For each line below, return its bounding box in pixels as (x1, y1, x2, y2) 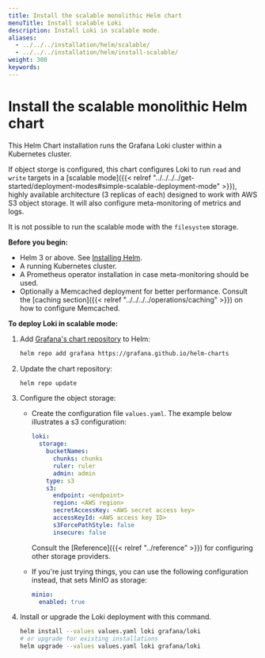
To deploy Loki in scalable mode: (8, 318, 119, 328)
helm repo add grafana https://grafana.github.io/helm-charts (19, 349, 229, 357)
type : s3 (46, 477, 75, 485)
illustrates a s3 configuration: (31, 418, 127, 427)
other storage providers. (31, 551, 111, 560)
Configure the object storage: (19, 394, 116, 403)
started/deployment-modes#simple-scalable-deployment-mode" (8, 181, 221, 190)
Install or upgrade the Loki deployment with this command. (19, 612, 212, 621)
